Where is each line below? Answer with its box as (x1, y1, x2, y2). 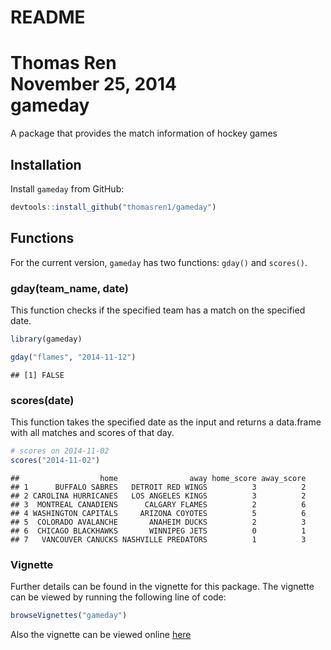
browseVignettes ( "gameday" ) (10, 611, 128, 621)
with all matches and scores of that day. (10, 426, 175, 438)
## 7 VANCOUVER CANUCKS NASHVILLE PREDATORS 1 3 (10, 534, 307, 545)
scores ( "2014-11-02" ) (10, 455, 101, 465)
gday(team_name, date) (10, 281, 129, 295)
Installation (10, 156, 82, 173)
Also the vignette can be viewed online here (10, 628, 192, 640)
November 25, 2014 (10, 73, 177, 96)
